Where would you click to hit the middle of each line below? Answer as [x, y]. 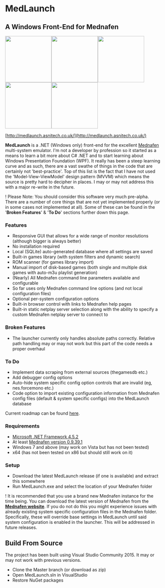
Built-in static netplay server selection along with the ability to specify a [85, 310]
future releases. [21, 528]
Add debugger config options [42, 377]
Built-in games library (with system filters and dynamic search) [76, 257]
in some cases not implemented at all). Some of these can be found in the [80, 207]
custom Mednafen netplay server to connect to [60, 314]
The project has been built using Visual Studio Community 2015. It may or [80, 555]
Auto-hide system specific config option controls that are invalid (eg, [82, 383]
